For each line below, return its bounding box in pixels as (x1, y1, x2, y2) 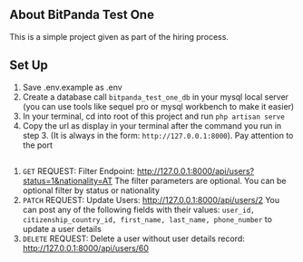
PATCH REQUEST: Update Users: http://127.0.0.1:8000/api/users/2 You (22, 195, 280, 206)
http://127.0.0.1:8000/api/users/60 (22, 243, 150, 254)
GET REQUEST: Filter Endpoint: (22, 166, 136, 177)
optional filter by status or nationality (22, 185, 161, 196)
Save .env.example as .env (22, 82, 122, 92)
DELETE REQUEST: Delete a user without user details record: (22, 233, 245, 244)
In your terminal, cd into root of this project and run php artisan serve (22, 111, 286, 121)
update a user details (22, 224, 102, 235)
